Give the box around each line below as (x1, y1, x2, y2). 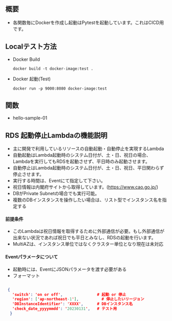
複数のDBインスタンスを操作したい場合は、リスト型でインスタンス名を (12, 197, 162, 203)
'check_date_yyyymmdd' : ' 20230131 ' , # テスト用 (12, 306, 117, 311)
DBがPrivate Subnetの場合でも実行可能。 (12, 190, 100, 197)
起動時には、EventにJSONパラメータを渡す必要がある (12, 266, 127, 272)
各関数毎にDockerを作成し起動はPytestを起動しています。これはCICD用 (12, 19, 164, 26)
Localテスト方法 (5, 42, 57, 51)
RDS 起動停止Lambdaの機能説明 (5, 131, 107, 140)
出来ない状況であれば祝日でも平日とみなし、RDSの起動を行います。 (12, 234, 156, 241)
